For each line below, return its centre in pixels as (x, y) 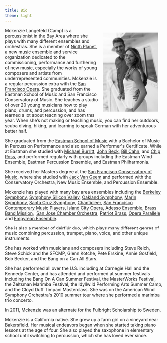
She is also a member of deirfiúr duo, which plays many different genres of (82, 228)
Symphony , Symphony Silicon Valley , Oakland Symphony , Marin (71, 197)
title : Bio (16, 10)
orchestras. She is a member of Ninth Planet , (51, 46)
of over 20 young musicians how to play (46, 105)
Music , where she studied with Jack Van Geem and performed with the (78, 177)
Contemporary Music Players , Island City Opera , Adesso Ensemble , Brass (81, 208)
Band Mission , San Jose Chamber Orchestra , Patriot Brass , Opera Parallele (83, 213)
